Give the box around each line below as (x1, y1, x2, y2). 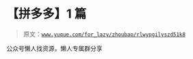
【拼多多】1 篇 (6, 6, 87, 22)
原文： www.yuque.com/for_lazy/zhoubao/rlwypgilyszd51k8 (23, 30, 186, 38)
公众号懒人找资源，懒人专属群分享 (6, 44, 103, 52)
